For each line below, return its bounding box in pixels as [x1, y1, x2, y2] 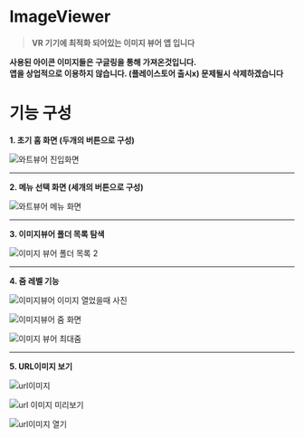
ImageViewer [9, 6, 111, 27]
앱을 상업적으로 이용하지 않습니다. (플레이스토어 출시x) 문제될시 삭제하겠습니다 [9, 68, 284, 79]
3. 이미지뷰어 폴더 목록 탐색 [9, 228, 105, 239]
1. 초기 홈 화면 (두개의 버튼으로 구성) [9, 134, 136, 146]
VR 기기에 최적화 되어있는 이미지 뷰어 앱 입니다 [31, 37, 195, 48]
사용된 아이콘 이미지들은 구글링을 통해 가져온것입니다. [9, 56, 197, 67]
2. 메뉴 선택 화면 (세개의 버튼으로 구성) [9, 181, 144, 192]
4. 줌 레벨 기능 [9, 275, 60, 286]
